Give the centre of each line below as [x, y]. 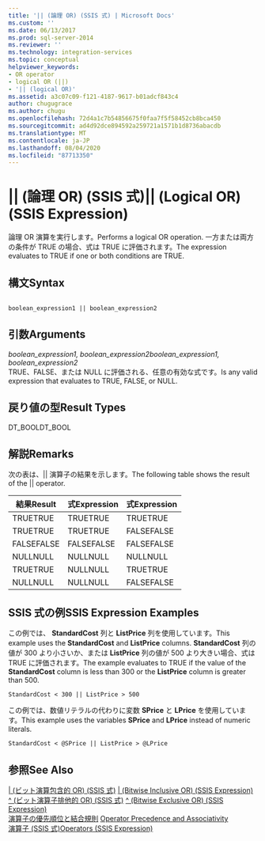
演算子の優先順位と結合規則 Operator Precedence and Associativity [118, 819]
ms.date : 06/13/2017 [42, 30]
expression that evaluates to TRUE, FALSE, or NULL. [93, 381]
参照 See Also [41, 769]
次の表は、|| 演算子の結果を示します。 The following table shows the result [129, 475]
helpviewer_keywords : [44, 67]
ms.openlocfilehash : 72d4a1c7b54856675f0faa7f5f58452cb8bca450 [115, 119]
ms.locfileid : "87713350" [51, 155]
